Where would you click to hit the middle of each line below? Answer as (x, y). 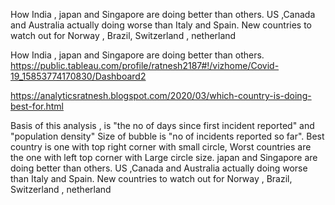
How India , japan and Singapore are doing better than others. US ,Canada (163, 14)
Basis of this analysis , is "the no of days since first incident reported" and (162, 125)
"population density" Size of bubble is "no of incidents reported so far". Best (167, 136)
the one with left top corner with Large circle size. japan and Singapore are (164, 157)
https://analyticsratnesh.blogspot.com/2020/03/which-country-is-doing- (161, 95)
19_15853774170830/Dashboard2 (78, 76)
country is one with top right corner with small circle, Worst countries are (161, 147)
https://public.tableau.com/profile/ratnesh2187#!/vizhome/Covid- (145, 65)
